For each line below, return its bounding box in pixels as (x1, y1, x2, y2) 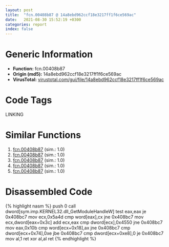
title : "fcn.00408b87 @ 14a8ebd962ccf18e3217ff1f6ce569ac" (5, 12, 137, 17)
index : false (5, 27, 33, 32)
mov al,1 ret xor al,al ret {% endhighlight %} (5, 235, 96, 241)
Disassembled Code (5, 186, 93, 198)
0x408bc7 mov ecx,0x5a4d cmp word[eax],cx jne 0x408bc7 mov (5, 214, 144, 220)
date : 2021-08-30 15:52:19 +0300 (5, 17, 81, 22)
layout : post (5, 7, 33, 13)
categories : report (5, 22, 47, 27)
